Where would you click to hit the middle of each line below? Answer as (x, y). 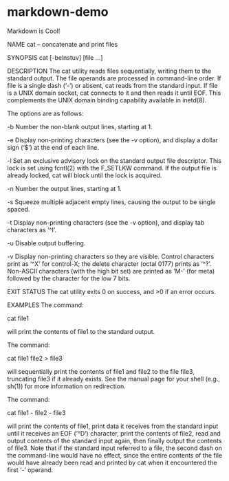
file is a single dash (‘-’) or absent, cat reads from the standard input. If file (112, 85)
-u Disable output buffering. (46, 243)
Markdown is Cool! (34, 31)
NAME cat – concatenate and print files (63, 44)
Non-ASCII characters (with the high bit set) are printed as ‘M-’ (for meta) (111, 271)
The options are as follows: (45, 113)
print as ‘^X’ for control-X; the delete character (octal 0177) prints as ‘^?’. (109, 264)
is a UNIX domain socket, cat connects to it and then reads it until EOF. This (114, 93)
